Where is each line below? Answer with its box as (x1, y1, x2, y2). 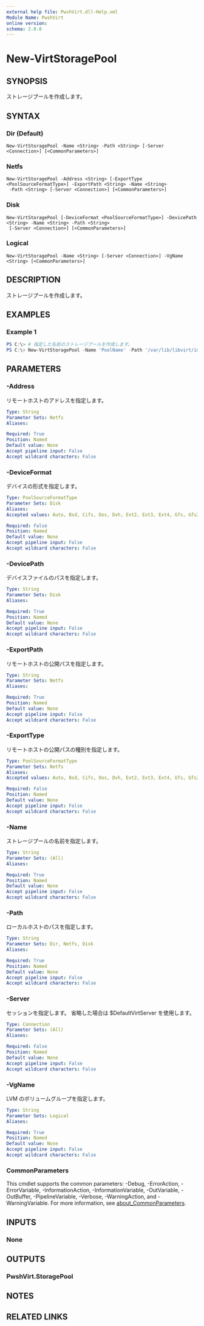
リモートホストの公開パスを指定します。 (6, 660, 107, 667)
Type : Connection (6, 1021, 50, 1027)
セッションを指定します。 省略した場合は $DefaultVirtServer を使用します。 (6, 1009, 195, 1016)
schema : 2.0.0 (6, 25, 42, 32)
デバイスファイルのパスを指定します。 (6, 574, 102, 582)
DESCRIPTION (6, 274, 61, 285)
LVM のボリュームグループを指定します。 (6, 1095, 109, 1102)
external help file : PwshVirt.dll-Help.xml (6, 8, 118, 15)
